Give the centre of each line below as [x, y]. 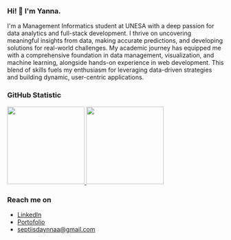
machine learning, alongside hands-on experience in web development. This [116, 63]
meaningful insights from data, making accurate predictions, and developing [115, 41]
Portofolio [31, 222]
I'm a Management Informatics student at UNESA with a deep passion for [111, 26]
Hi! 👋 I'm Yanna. [34, 11]
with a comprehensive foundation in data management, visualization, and [111, 55]
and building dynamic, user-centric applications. [76, 77]
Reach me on [29, 199]
